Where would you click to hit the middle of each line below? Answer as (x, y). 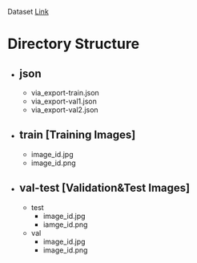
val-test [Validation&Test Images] (104, 188)
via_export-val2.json (64, 110)
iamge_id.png (65, 225)
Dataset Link (28, 12)
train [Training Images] (77, 135)
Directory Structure (74, 44)
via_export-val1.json (64, 101)
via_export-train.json (65, 93)
